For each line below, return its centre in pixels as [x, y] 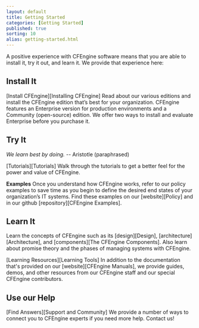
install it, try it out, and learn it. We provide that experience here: [85, 63]
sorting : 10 [21, 34]
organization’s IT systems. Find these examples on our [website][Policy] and [100, 196]
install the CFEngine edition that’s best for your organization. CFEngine [93, 102]
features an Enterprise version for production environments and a [86, 109]
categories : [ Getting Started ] [45, 23]
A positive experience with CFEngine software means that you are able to [96, 56]
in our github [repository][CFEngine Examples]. [64, 203]
